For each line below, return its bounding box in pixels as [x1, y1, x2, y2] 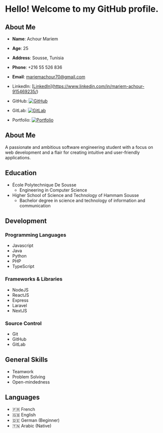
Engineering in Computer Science [19, 187, 87, 193]
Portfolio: [12, 117, 31, 123]
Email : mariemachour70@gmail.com [12, 74, 85, 79]
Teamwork [12, 368, 34, 374]
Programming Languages [5, 231, 67, 238]
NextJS [12, 308, 27, 313]
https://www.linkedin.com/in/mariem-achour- [53, 83, 145, 89]
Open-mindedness [12, 379, 50, 385]
